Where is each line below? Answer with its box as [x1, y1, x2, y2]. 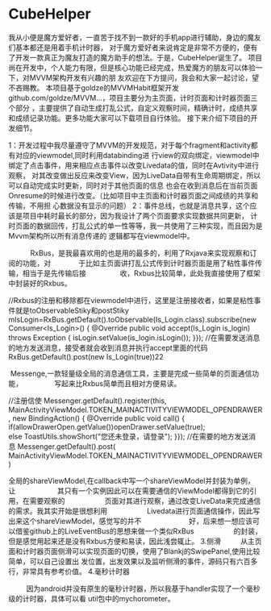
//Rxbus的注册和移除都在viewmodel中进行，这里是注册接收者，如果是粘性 [8, 295, 254, 305]
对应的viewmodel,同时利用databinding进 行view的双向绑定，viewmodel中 [15, 150, 260, 160]
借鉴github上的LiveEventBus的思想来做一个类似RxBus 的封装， [15, 526, 262, 536]
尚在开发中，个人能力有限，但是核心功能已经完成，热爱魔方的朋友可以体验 [8, 62, 256, 73]
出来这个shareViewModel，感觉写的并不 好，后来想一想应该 [8, 516, 253, 526]
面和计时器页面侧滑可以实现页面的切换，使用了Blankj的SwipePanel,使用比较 [8, 546, 261, 556]
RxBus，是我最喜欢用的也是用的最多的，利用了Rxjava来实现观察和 [30, 247, 250, 258]
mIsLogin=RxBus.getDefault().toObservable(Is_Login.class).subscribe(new [8, 314, 256, 324]
